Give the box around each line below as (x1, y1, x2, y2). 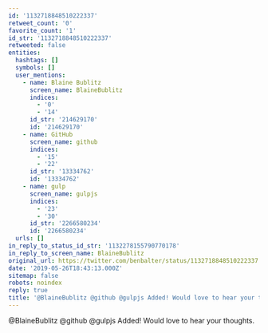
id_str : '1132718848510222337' (8, 34, 112, 42)
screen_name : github (29, 137, 98, 146)
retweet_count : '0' (8, 19, 73, 27)
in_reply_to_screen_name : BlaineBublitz (8, 249, 145, 257)
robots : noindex (8, 279, 62, 287)
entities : (8, 49, 41, 57)
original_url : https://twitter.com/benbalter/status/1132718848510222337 (8, 256, 259, 264)
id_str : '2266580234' (29, 220, 102, 228)
